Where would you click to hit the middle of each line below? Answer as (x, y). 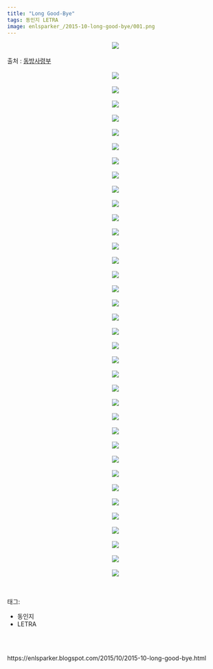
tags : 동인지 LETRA (33, 20)
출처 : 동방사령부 (29, 61)
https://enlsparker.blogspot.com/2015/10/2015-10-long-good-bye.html (107, 658)
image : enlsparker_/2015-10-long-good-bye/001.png (81, 26)
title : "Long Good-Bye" (41, 13)
